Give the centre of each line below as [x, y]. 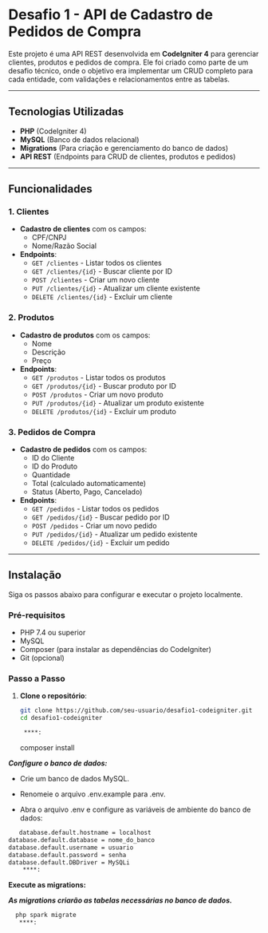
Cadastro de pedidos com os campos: [83, 449]
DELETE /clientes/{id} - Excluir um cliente [102, 297]
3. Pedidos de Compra [52, 432]
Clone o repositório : [53, 696]
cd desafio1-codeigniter [61, 718]
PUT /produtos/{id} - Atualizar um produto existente [118, 403]
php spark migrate [46, 915]
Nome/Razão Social [64, 246]
